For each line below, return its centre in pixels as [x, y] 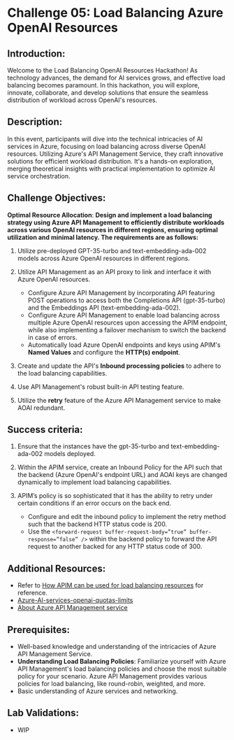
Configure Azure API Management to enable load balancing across [124, 315]
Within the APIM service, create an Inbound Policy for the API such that [120, 467]
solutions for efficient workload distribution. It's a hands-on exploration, [110, 161]
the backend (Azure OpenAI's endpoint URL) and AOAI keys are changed [122, 475]
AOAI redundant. [41, 408]
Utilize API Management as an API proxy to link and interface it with [114, 271]
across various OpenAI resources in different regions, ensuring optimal [113, 229]
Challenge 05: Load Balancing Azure [115, 13]
